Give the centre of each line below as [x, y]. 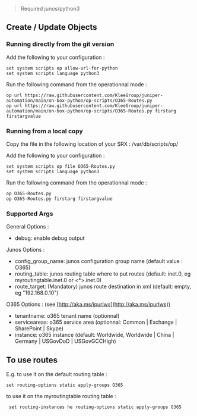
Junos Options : [26, 250]
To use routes [32, 360]
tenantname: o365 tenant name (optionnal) [67, 316]
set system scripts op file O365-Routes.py [61, 166]
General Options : [28, 227]
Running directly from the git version [60, 44]
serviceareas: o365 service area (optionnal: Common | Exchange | [96, 322]
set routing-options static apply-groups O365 [65, 385]
